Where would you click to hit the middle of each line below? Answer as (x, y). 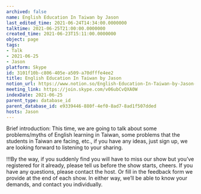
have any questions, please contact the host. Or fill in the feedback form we (100, 172)
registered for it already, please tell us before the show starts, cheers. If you (100, 165)
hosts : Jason (22, 112)
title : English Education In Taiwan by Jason (64, 78)
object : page (22, 39)
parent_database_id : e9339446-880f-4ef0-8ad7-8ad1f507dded (81, 106)
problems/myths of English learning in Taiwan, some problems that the (93, 135)
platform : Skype (26, 67)
